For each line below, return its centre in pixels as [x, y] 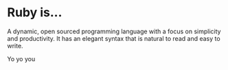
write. [15, 46]
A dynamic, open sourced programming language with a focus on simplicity [114, 31]
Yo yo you [21, 58]
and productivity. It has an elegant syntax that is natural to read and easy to [114, 38]
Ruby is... [35, 13]
